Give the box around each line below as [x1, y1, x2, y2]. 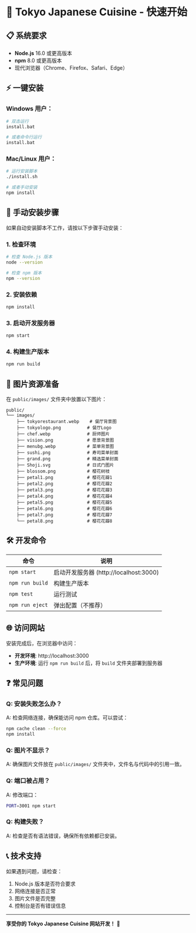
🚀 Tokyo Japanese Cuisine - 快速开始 [6, 5, 188, 19]
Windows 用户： [6, 105, 53, 113]
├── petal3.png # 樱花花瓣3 [16, 487, 113, 493]
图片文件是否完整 [14, 894, 56, 902]
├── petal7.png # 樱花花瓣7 [16, 512, 113, 518]
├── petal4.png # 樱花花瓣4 [16, 493, 113, 499]
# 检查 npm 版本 [6, 270, 42, 276]
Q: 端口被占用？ [6, 777, 51, 785]
